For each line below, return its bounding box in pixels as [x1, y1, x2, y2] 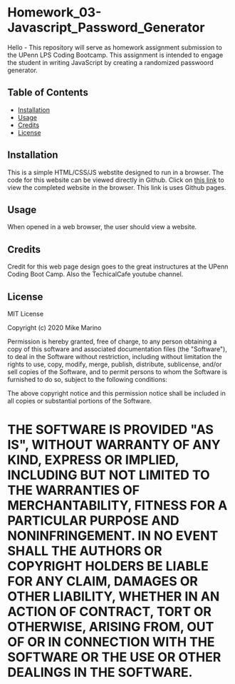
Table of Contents [7, 86, 89, 99]
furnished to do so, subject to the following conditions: [7, 376, 167, 383]
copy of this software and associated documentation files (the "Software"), [7, 345, 228, 353]
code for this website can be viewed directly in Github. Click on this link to [7, 176, 224, 184]
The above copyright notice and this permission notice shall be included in [7, 389, 226, 397]
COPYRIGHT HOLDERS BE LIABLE [7, 558, 209, 575]
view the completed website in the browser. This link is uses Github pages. [7, 183, 226, 191]
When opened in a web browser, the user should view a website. [7, 223, 197, 231]
